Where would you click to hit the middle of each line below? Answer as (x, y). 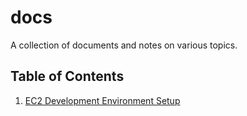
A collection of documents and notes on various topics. (124, 45)
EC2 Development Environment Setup (102, 100)
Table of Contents (67, 76)
